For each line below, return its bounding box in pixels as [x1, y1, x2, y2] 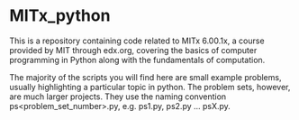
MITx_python [9, 5, 111, 26]
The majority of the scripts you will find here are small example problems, [9, 71, 282, 82]
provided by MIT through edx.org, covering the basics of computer [9, 44, 258, 55]
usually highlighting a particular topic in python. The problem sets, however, [9, 81, 291, 92]
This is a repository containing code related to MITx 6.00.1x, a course [9, 35, 265, 46]
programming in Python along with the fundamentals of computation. [9, 54, 266, 65]
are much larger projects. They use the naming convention [9, 91, 227, 102]
